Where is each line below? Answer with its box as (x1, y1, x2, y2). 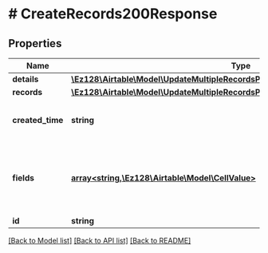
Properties (8, 37, 62, 50)
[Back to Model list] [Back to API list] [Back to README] (8, 236, 191, 245)
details (12, 73, 39, 85)
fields (12, 172, 34, 184)
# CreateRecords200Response (8, 5, 218, 23)
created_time (12, 115, 64, 125)
